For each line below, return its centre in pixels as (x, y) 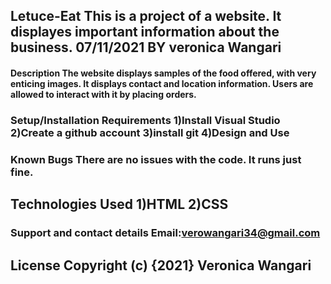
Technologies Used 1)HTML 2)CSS (119, 204)
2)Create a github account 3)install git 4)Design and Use (150, 132)
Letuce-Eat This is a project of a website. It (146, 16)
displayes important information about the (145, 32)
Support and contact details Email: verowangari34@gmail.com (165, 233)
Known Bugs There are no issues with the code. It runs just (156, 159)
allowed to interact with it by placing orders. (103, 94)
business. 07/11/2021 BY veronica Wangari (146, 47)
